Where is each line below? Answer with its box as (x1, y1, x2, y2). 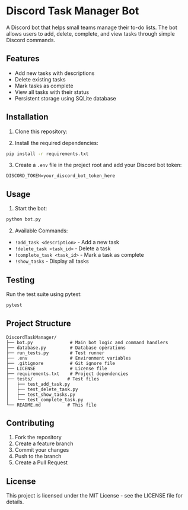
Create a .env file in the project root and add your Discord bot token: (14, 162, 182, 169)
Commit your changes (14, 446, 69, 454)
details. (6, 498, 24, 506)
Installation (6, 112, 49, 122)
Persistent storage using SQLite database (14, 95, 117, 102)
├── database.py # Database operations (6, 345, 126, 351)
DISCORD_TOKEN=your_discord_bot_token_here (6, 173, 116, 179)
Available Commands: (14, 227, 68, 234)
